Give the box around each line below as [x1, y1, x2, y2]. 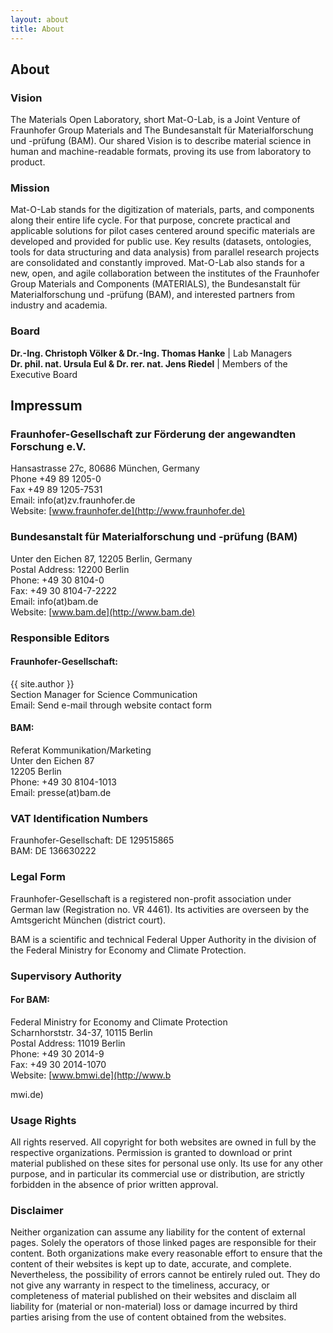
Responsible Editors [10, 631, 110, 645]
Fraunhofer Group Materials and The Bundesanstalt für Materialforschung [10, 124, 314, 136]
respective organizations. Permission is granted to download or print [10, 1147, 293, 1159]
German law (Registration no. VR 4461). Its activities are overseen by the [10, 903, 310, 915]
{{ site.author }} [10, 677, 75, 690]
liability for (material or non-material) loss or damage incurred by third [10, 1301, 298, 1313]
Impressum [10, 397, 83, 415]
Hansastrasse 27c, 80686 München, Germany [10, 462, 200, 475]
